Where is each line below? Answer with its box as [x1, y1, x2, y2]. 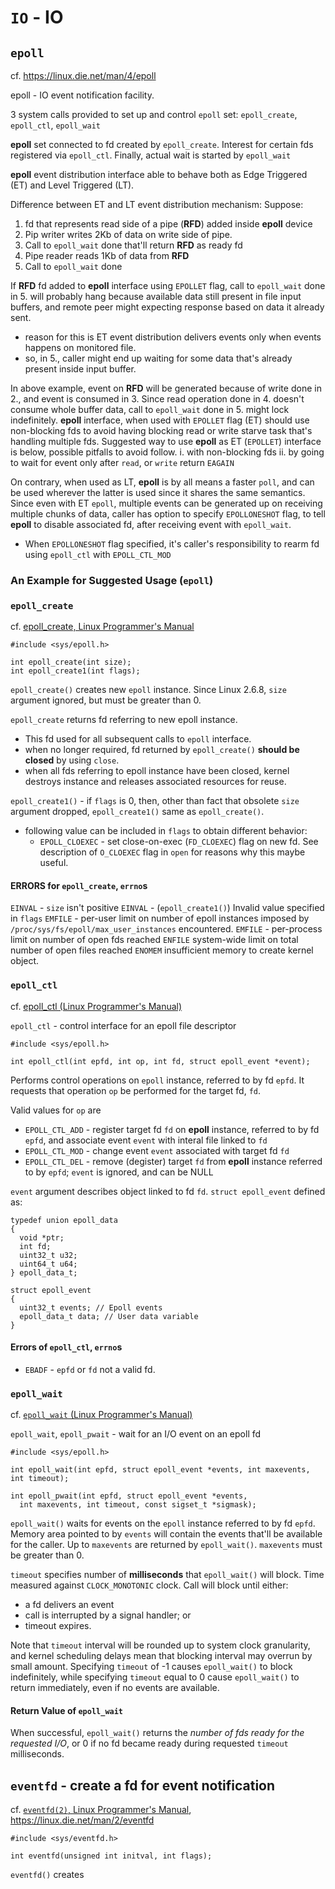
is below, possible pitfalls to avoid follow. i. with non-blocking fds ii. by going [10, 446, 325, 458]
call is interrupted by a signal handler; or [24, 1609, 192, 1621]
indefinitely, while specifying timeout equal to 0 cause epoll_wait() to [10, 1671, 300, 1683]
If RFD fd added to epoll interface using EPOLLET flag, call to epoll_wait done [10, 280, 326, 291]
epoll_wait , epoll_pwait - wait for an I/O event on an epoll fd [10, 1428, 262, 1440]
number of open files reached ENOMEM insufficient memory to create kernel [10, 944, 314, 956]
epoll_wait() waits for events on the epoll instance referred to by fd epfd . [10, 1517, 316, 1530]
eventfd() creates [10, 1869, 85, 1881]
